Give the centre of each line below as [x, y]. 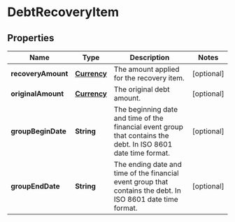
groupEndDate [35, 186]
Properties [31, 38]
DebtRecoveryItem [63, 12]
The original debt [142, 89]
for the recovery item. [149, 78]
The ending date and [148, 164]
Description [150, 58]
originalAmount [37, 94]
